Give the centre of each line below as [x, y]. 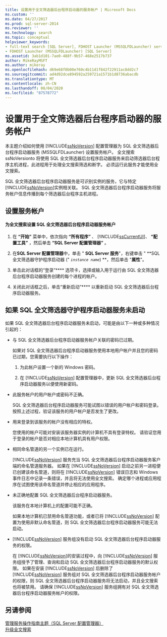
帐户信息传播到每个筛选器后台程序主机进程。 [55, 194]
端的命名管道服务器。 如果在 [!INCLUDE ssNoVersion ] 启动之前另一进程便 [86, 466]
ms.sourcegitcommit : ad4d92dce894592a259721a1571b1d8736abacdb [72, 74]
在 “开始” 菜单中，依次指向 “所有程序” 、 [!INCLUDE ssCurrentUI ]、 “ [83, 236]
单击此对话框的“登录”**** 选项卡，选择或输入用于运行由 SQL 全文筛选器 [85, 270]
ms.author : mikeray [25, 65]
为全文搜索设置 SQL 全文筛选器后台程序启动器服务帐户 [60, 224]
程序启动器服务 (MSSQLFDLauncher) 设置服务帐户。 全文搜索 [72, 152]
